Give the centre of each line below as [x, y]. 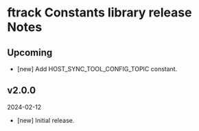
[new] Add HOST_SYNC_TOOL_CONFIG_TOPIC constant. [97, 69]
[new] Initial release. [46, 120]
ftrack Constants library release [99, 13]
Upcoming [30, 52]
